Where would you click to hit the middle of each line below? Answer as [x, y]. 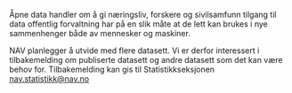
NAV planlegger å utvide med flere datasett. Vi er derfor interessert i [134, 50]
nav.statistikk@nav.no [49, 79]
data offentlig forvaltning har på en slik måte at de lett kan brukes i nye [139, 24]
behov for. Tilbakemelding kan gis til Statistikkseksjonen [112, 69]
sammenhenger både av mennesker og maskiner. [100, 33]
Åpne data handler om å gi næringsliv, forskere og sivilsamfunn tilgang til [143, 15]
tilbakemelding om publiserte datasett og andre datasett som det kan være [146, 60]
